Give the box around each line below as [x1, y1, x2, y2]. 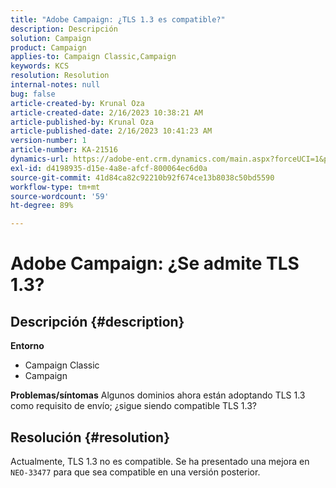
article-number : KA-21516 [10, 145, 118, 155]
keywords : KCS [10, 61, 70, 71]
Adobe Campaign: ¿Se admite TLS [10, 252, 300, 275]
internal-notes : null [10, 80, 101, 90]
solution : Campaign [10, 33, 92, 43]
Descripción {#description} [10, 313, 185, 330]
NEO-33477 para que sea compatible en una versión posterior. [10, 466, 261, 478]
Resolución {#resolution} [10, 429, 171, 446]
